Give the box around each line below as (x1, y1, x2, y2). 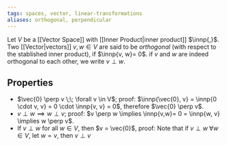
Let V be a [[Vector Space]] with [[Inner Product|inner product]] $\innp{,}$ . (7, 35, 219, 43)
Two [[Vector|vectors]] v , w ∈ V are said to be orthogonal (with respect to (7, 42, 217, 51)
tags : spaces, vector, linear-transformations (7, 10, 143, 17)
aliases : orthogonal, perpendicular (7, 16, 112, 23)
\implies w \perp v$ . (16, 117, 74, 125)
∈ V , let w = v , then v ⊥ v (16, 132, 91, 140)
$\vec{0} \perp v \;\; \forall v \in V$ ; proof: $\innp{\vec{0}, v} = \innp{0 (16, 95, 217, 104)
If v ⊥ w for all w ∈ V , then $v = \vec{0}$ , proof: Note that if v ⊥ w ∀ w (16, 124, 219, 132)
